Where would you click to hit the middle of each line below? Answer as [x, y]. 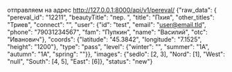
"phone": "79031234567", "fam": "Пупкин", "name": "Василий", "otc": [107, 32]
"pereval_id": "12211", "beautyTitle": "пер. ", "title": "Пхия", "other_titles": [111, 17]
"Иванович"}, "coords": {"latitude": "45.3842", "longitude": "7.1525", [105, 39]
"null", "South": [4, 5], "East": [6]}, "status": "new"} [80, 61]
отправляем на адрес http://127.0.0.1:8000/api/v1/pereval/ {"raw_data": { [112, 10]
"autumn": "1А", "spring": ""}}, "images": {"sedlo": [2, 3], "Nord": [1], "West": [116, 54]
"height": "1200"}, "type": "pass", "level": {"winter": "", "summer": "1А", [108, 47]
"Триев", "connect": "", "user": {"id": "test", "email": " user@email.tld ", [107, 25]
